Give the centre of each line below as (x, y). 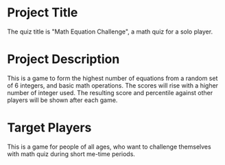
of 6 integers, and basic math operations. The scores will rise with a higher (113, 85)
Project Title (43, 13)
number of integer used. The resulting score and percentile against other (110, 92)
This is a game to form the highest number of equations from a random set (113, 78)
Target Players (49, 128)
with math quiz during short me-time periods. (71, 154)
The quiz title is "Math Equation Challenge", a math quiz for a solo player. (110, 31)
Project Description (63, 59)
